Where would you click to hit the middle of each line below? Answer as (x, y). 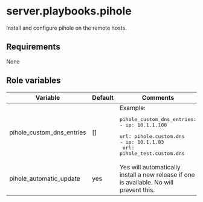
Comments (158, 97)
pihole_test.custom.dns (152, 153)
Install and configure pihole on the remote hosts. (66, 28)
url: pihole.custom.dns (152, 136)
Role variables (34, 81)
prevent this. (137, 190)
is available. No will (147, 182)
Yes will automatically (150, 167)
